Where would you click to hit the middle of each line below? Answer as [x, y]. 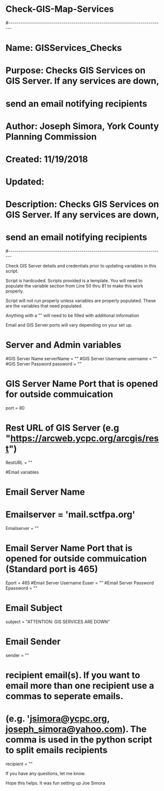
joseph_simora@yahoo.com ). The [76, 729]
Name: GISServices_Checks [64, 48]
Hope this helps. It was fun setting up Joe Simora [55, 783]
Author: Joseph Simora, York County [82, 126]
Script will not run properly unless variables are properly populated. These [81, 301]
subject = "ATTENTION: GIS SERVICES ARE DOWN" [58, 622]
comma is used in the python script [79, 740]
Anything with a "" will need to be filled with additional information [72, 316]
